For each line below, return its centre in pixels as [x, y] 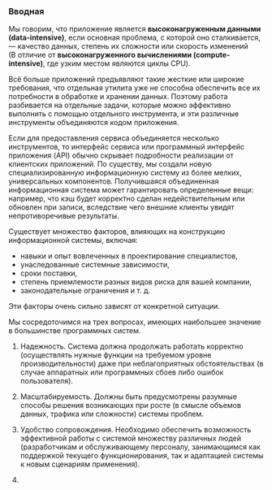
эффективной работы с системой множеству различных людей [131, 438]
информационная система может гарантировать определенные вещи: [131, 190]
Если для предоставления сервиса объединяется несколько [114, 138]
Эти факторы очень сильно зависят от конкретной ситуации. [114, 306]
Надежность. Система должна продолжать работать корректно [132, 346]
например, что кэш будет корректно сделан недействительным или [127, 199]
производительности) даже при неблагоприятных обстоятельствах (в [142, 364]
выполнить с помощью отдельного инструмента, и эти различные [124, 114]
